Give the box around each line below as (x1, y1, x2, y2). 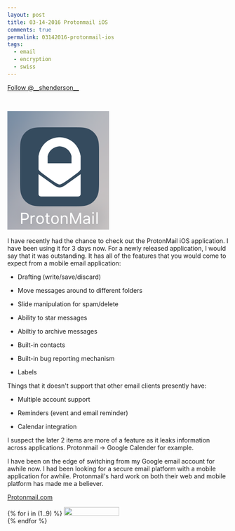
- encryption (13, 56, 52, 63)
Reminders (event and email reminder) (17, 408, 128, 417)
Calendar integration (17, 422, 77, 431)
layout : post (7, 11, 46, 18)
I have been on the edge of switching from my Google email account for (7, 457, 215, 465)
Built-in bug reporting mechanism (17, 354, 115, 362)
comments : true (7, 26, 52, 33)
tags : (7, 41, 23, 48)
